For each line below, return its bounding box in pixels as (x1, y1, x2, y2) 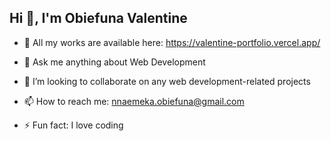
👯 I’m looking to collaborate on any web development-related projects (23, 75, 311, 87)
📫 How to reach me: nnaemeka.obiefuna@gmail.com (23, 95, 245, 107)
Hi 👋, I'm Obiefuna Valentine (9, 10, 188, 27)
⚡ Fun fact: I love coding (23, 119, 124, 131)
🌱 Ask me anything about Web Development (23, 56, 206, 68)
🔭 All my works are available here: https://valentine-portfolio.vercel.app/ (23, 36, 321, 48)
